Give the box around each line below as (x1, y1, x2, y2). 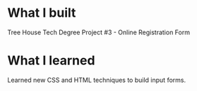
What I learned (7, 52, 95, 69)
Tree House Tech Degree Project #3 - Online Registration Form (7, 28, 191, 36)
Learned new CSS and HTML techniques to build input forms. (7, 76, 186, 84)
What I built (7, 5, 76, 21)
